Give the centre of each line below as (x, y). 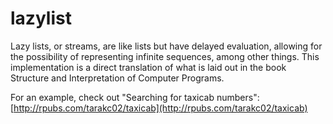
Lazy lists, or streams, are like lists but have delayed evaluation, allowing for (166, 46)
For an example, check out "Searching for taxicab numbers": (135, 97)
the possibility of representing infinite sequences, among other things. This (165, 56)
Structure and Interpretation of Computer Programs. (117, 78)
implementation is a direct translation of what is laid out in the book (148, 67)
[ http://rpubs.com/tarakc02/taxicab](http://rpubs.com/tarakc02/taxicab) (159, 108)
